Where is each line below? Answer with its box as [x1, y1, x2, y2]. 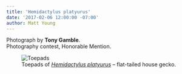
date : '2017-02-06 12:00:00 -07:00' [6, 14, 99, 20]
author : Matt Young [6, 20, 56, 26]
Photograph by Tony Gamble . [6, 37, 81, 44]
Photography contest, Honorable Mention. [6, 43, 112, 50]
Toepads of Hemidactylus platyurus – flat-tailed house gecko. [21, 61, 177, 68]
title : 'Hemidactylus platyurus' [6, 8, 91, 15]
